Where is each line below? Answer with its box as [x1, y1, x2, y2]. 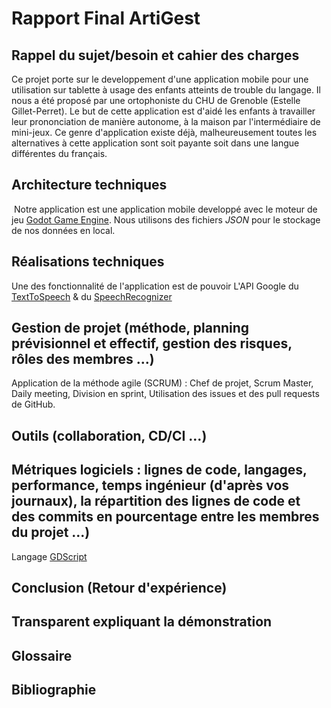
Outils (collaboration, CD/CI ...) [11, 427, 208, 444]
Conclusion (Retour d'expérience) [11, 580, 228, 597]
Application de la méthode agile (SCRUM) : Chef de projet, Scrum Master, [11, 377, 314, 389]
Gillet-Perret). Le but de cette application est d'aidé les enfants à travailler [11, 105, 316, 117]
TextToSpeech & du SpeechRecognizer [11, 290, 173, 302]
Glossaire [11, 647, 73, 664]
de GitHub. [11, 398, 56, 411]
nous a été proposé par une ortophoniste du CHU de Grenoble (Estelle [11, 95, 301, 106]
